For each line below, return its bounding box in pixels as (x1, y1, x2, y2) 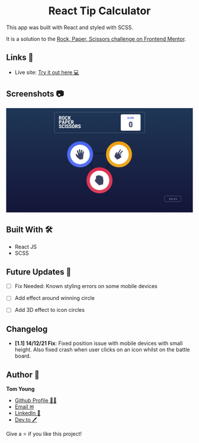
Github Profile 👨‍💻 (14, 397, 57, 404)
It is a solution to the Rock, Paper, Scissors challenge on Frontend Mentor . (6, 35, 187, 42)
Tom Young (6, 385, 35, 393)
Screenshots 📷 (6, 89, 64, 99)
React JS (14, 243, 37, 251)
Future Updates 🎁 (6, 267, 72, 277)
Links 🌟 (6, 52, 34, 63)
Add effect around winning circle (14, 295, 95, 302)
